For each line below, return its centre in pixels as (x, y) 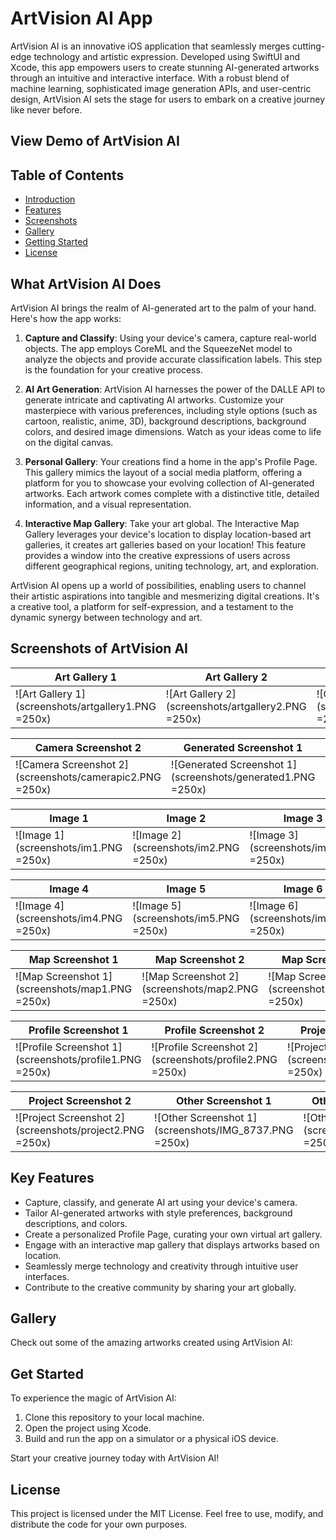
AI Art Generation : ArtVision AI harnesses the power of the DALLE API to (175, 389)
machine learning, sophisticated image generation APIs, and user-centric (161, 88)
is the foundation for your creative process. (113, 369)
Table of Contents (67, 175)
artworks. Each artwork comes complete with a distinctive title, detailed (172, 493)
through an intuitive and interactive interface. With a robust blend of (150, 78)
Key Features (52, 1178)
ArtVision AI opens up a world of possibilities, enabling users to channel (158, 585)
